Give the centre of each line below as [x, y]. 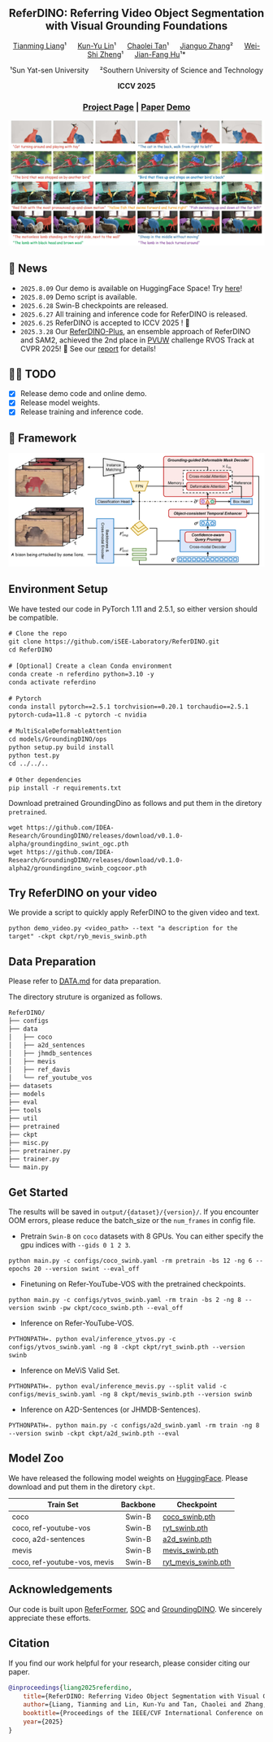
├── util [23, 1119]
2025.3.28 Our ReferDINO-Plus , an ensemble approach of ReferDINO [135, 331]
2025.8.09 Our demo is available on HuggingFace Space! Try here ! [131, 288]
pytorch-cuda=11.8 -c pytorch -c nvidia [78, 715]
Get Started [38, 1192]
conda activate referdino [52, 682]
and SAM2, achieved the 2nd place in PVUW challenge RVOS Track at [137, 340]
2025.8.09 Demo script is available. [79, 297]
